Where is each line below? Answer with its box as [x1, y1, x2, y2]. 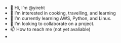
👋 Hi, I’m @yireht [10, 5, 45, 10]
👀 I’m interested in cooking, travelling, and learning [10, 10, 116, 16]
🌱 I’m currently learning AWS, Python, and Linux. [10, 15, 112, 21]
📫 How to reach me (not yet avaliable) [10, 26, 91, 32]
